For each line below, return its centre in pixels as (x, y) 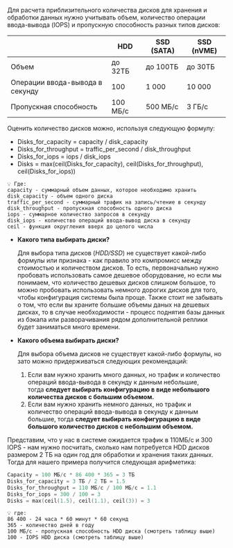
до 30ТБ (200, 67)
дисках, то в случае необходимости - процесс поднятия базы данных (121, 312)
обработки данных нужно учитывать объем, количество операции (106, 17)
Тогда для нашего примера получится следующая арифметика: (102, 462)
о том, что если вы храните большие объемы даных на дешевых (113, 305)
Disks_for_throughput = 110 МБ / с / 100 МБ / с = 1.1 (82, 487)
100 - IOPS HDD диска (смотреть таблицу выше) (76, 538)
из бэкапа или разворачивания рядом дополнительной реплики (112, 320)
